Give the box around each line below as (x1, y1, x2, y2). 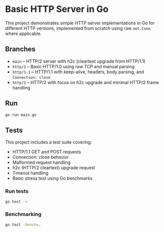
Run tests (5, 188, 29, 195)
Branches (5, 45, 36, 53)
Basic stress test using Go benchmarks (12, 175, 93, 181)
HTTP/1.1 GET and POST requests (12, 149, 81, 155)
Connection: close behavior (12, 154, 69, 160)
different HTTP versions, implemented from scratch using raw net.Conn (5, 25, 151, 31)
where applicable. (5, 30, 42, 36)
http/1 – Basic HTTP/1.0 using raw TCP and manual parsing (12, 63, 135, 69)
